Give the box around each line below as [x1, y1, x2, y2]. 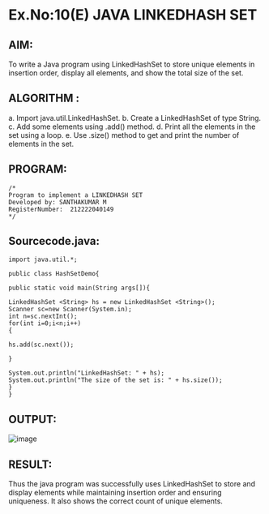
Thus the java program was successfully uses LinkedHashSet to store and [8, 479, 256, 489]
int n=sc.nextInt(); [8, 312, 79, 321]
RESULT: [8, 457, 53, 471]
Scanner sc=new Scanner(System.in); [8, 306, 132, 314]
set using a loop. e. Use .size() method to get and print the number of [8, 130, 240, 139]
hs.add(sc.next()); [8, 341, 75, 349]
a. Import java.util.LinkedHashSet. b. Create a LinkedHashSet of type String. [8, 113, 262, 122]
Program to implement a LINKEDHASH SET [8, 191, 143, 199]
